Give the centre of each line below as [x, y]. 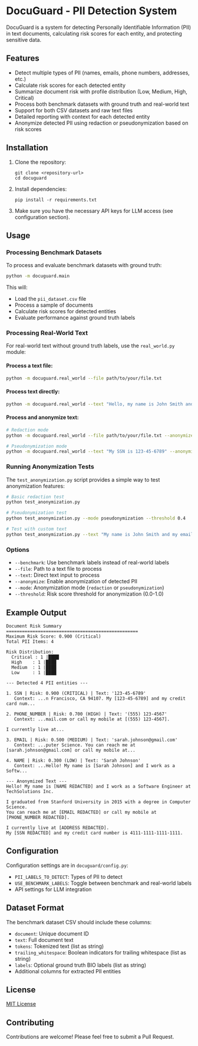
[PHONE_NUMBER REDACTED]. [38, 817]
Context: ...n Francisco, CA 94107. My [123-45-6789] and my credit [100, 699]
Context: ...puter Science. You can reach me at [75, 745]
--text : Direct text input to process [57, 575]
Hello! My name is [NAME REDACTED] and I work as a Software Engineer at [99, 786]
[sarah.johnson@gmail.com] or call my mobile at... [71, 750]
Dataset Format [35, 908]
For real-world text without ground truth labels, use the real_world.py [90, 346]
